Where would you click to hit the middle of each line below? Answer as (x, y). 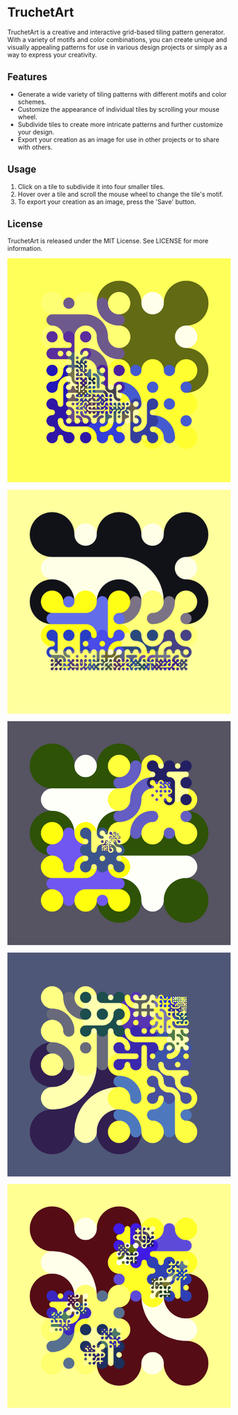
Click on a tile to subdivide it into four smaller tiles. (91, 186)
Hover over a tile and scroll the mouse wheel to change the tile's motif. (120, 194)
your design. (36, 131)
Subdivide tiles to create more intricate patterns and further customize (120, 124)
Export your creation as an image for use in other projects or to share (118, 139)
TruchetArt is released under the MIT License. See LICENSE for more (108, 241)
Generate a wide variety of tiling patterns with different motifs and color (122, 94)
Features (27, 77)
